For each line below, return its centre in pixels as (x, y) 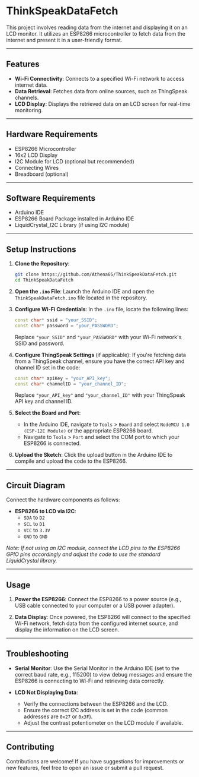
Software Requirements (51, 198)
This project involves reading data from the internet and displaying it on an (97, 27)
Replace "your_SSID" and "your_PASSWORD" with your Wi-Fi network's (98, 337)
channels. (27, 97)
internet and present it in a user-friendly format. (64, 40)
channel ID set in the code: (47, 367)
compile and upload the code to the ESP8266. (71, 461)
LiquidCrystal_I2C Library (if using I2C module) (72, 225)
